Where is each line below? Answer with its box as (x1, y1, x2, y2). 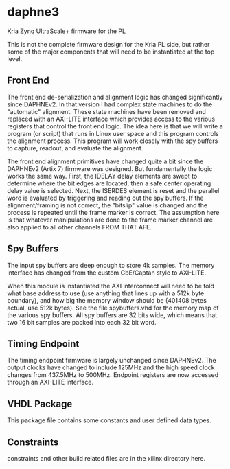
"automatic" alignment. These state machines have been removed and (7, 107, 206, 115)
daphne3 (7, 4, 60, 20)
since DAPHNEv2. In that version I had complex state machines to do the (7, 100, 213, 108)
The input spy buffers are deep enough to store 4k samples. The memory (7, 261, 215, 269)
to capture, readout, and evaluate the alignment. (7, 144, 143, 152)
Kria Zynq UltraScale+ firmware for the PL (7, 27, 126, 35)
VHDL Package (7, 398, 73, 409)
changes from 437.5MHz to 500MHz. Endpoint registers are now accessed (7, 371, 219, 379)
